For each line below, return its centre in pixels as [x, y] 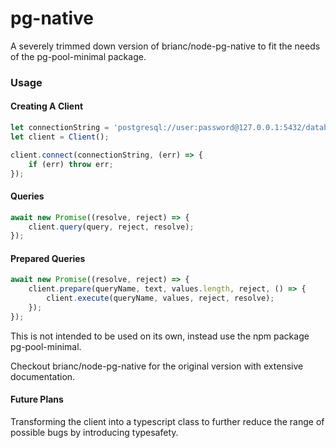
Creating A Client [47, 106]
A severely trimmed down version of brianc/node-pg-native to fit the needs [165, 46]
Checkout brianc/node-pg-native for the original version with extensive [157, 366]
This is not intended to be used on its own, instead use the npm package [160, 336]
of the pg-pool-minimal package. [78, 56]
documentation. [43, 376]
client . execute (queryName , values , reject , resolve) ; [160, 298]
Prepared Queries [48, 258]
